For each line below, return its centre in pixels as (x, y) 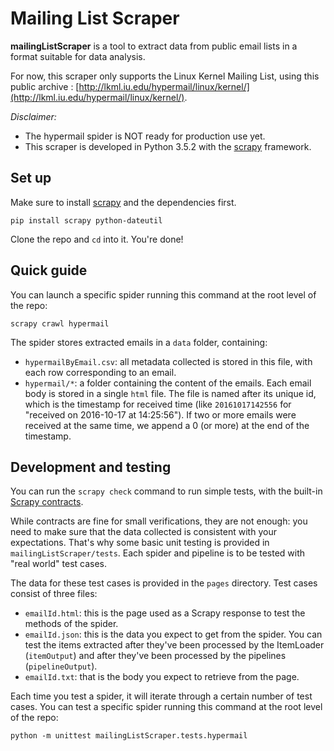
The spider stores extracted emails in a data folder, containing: (139, 342)
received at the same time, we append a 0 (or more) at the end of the (167, 425)
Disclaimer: (33, 116)
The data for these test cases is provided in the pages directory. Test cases (164, 583)
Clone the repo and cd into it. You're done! (97, 239)
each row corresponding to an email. (100, 372)
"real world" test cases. (59, 564)
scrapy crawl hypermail (60, 323)
